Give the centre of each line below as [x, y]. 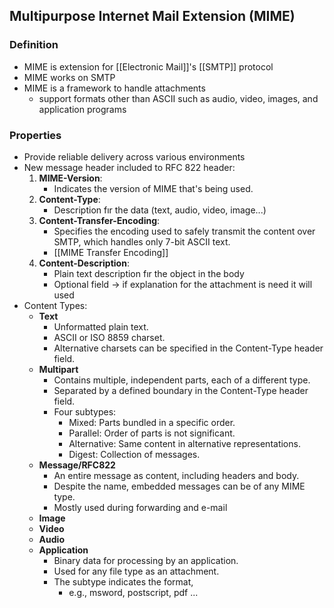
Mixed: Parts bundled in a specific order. [152, 422]
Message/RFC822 [77, 465]
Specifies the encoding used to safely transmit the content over [184, 231]
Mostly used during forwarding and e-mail [140, 507]
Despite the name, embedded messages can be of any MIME [179, 486]
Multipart [58, 369]
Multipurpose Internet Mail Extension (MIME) [152, 16]
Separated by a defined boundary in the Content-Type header [181, 390]
